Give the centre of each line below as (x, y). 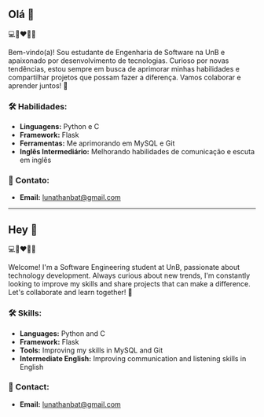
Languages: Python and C (62, 333)
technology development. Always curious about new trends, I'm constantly (129, 275)
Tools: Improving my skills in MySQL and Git (91, 350)
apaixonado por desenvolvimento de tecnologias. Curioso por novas (119, 61)
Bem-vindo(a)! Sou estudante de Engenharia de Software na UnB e (117, 52)
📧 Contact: (29, 387)
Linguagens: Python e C (59, 127)
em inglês (35, 160)
